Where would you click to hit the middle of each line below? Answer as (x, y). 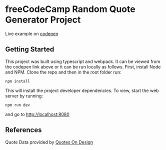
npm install (17, 81)
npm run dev (17, 105)
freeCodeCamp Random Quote (70, 9)
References (23, 130)
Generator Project (43, 20)
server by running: (24, 95)
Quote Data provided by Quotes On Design (49, 142)
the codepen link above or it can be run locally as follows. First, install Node (83, 66)
